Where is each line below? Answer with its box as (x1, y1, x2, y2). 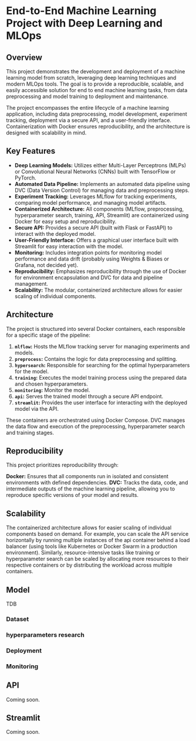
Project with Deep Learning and (6, 16, 163, 30)
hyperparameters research (6, 631, 85, 639)
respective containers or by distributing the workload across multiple (6, 561, 173, 569)
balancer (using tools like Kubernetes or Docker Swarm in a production (6, 543, 178, 550)
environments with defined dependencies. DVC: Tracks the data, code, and (6, 479, 188, 486)
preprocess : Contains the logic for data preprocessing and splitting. (14, 355, 178, 362)
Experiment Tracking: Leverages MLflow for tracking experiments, (14, 192, 177, 200)
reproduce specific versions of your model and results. (6, 492, 139, 499)
